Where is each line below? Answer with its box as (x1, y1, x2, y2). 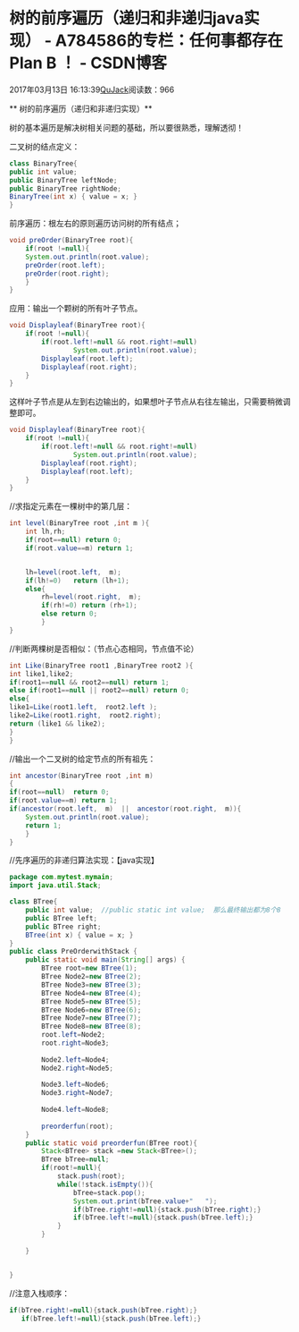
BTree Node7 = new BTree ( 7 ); (41, 1014, 142, 1022)
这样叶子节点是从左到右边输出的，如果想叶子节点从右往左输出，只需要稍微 (9, 396, 283, 407)
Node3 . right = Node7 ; (41, 1089, 114, 1098)
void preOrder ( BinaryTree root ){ (9, 236, 134, 245)
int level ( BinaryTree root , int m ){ (9, 519, 150, 528)
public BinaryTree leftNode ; (9, 175, 118, 184)
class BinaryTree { (9, 158, 78, 168)
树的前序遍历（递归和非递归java (9, 8, 245, 29)
